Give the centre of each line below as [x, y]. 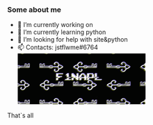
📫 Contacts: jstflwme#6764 [58, 47]
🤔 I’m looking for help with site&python [72, 40]
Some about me [34, 10]
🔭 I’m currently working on [55, 25]
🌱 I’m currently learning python [62, 32]
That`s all [21, 115]
